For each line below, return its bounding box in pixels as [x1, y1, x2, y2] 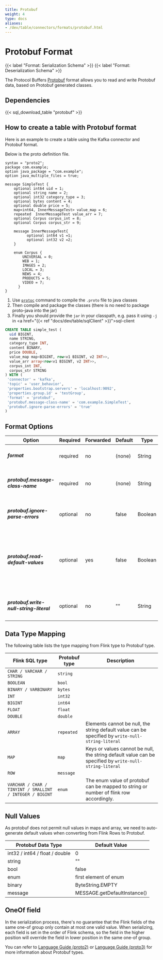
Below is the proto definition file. [5, 151, 70, 157]
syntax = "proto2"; [5, 160, 45, 165]
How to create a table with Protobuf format [5, 123, 137, 132]
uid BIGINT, [9, 332, 34, 337]
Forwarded [85, 437, 111, 444]
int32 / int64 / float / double [7, 850, 71, 857]
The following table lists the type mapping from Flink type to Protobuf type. [5, 642, 155, 649]
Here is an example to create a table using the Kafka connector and [5, 136, 140, 142]
